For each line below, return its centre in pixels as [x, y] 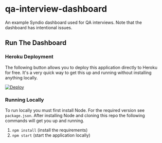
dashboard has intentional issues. [39, 27]
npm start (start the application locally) [51, 135]
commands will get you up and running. [45, 121]
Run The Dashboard [36, 43]
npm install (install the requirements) [50, 130]
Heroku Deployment [29, 57]
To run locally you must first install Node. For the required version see [75, 110]
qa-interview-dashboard [56, 9]
